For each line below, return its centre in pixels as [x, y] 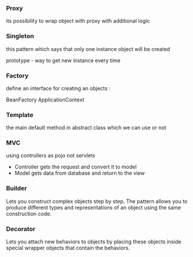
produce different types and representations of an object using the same [94, 207]
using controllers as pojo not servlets [51, 155]
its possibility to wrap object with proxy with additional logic [78, 21]
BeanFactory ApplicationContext [45, 99]
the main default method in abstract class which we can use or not [86, 128]
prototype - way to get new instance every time [63, 60]
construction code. [29, 214]
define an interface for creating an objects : [58, 88]
